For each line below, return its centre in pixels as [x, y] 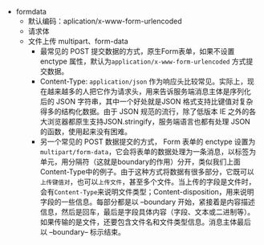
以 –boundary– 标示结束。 [83, 232]
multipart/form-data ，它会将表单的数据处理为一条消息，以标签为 [148, 151]
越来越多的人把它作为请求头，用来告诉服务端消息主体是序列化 [149, 91]
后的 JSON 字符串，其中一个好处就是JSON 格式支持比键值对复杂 [146, 101]
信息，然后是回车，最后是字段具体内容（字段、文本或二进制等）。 [147, 212]
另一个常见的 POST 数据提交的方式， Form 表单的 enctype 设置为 [148, 141]
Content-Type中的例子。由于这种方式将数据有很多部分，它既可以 [147, 171]
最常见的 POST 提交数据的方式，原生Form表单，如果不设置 [137, 51]
